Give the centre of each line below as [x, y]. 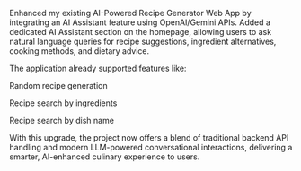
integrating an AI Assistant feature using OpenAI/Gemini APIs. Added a [140, 22]
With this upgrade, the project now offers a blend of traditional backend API [149, 137]
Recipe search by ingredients [63, 103]
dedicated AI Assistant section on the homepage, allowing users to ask [141, 32]
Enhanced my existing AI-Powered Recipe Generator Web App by [130, 13]
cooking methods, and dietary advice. [80, 51]
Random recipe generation [58, 85]
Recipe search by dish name [62, 120]
